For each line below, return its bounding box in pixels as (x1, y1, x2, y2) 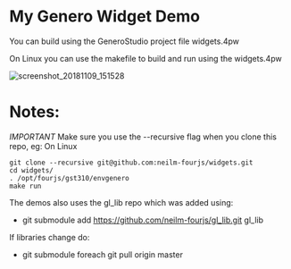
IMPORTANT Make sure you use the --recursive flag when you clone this (9, 131, 277, 142)
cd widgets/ (9, 165, 54, 175)
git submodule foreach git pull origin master (21, 248, 183, 260)
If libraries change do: (9, 231, 90, 242)
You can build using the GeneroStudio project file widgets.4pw (9, 36, 239, 46)
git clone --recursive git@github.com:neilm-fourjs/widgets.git (9, 158, 254, 167)
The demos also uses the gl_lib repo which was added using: (9, 197, 234, 207)
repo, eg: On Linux (9, 140, 78, 151)
